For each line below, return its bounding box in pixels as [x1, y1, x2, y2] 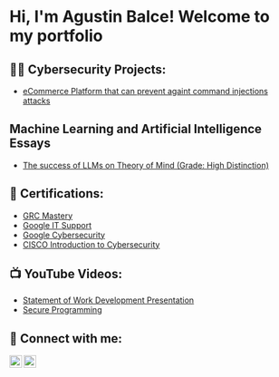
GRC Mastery [22, 210, 73, 221]
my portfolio [9, 25, 103, 46]
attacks [22, 95, 51, 106]
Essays [9, 136, 52, 151]
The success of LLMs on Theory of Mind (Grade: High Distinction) [22, 159, 270, 170]
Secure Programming [22, 304, 102, 315]
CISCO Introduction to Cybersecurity [22, 238, 160, 250]
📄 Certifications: [9, 186, 104, 201]
